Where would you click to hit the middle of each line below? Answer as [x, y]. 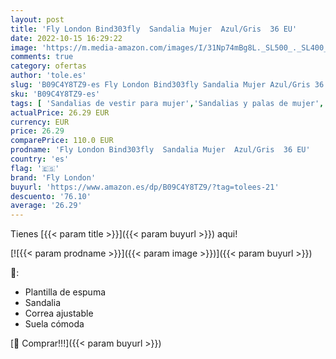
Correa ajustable [59, 313]
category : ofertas [48, 66]
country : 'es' [40, 159]
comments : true [42, 57]
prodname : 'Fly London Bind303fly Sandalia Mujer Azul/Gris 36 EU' [160, 150]
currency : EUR [40, 122]
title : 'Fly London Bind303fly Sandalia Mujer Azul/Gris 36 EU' [154, 29]
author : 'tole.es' [48, 76]
